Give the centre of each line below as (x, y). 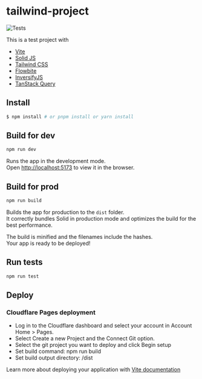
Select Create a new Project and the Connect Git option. (85, 338)
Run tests (24, 262)
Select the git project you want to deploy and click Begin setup (93, 345)
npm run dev (21, 150)
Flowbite (26, 70)
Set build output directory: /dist (54, 358)
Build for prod (33, 186)
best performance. (30, 225)
